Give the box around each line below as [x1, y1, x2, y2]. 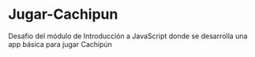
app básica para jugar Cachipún [8, 39, 113, 48]
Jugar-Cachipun [8, 5, 118, 23]
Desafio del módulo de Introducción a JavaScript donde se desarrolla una [8, 31, 248, 41]
